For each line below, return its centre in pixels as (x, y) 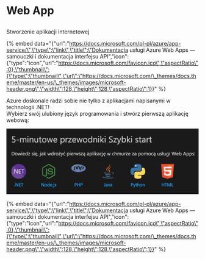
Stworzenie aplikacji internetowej (48, 32)
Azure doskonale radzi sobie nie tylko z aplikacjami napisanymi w (88, 101)
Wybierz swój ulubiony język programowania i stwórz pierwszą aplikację (98, 113)
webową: (18, 120)
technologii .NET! (28, 107)
